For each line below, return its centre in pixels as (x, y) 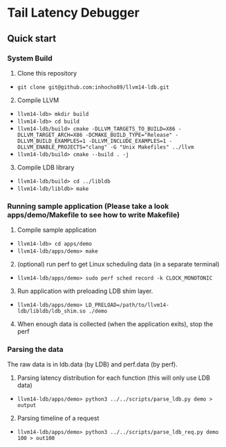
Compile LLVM (38, 100)
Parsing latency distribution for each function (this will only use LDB (114, 378)
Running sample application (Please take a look (88, 206)
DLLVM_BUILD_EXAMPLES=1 (51, 141)
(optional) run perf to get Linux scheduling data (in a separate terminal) (118, 264)
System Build (30, 58)
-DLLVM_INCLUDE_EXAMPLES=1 (128, 141)
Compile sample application (57, 230)
